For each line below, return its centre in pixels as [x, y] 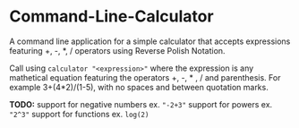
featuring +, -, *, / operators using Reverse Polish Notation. [117, 50]
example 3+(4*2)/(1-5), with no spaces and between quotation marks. [139, 87]
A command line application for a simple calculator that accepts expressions [150, 41]
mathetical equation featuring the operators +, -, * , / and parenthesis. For [145, 77]
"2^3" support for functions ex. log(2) [79, 114]
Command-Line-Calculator [111, 17]
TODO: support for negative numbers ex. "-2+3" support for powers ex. [141, 104]
